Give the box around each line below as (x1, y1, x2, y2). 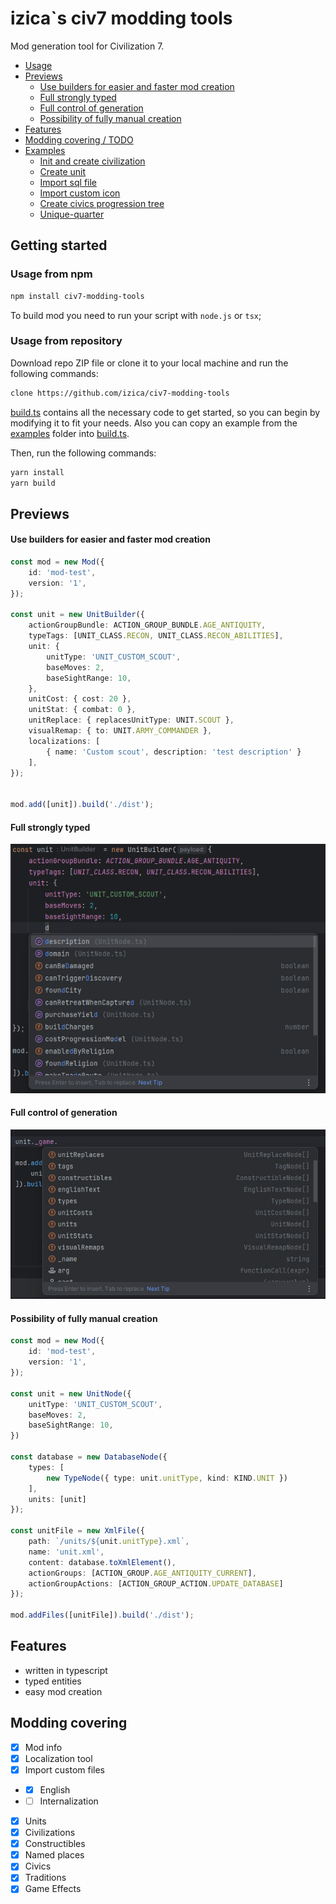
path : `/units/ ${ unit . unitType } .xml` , (28, 1537, 190, 1547)
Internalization (39, 1795, 99, 1807)
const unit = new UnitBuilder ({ (10, 610, 145, 620)
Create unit (39, 165, 87, 177)
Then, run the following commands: (10, 447, 157, 459)
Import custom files (24, 1763, 105, 1776)
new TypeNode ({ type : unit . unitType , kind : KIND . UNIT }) (46, 1473, 288, 1483)
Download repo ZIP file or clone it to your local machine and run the (10, 357, 289, 369)
